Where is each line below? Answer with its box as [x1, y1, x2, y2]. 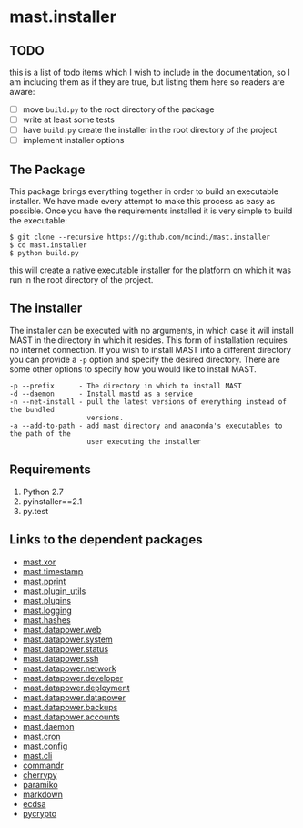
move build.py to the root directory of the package [22, 104, 215, 115]
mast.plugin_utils [22, 585, 86, 596]
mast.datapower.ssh [22, 653, 99, 664]
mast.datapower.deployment [22, 682, 130, 693]
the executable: [9, 215, 68, 226]
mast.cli [22, 750, 53, 761]
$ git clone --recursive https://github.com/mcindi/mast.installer [9, 233, 271, 243]
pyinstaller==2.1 [22, 495, 83, 507]
